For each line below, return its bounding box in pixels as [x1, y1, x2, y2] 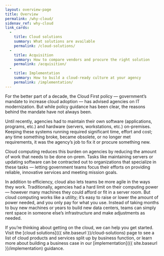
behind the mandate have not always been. [5, 108, 92, 115]
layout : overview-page [5, 7, 51, 12]
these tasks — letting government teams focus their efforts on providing [5, 164, 150, 170]
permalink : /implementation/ [14, 80, 73, 85]
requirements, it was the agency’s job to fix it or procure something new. [5, 139, 151, 145]
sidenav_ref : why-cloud [5, 21, 54, 26]
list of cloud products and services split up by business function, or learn [5, 235, 153, 241]
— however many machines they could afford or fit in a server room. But [5, 189, 151, 195]
